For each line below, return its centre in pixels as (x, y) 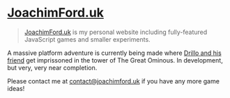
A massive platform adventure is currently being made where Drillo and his (114, 53)
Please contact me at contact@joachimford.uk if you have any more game (113, 81)
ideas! (16, 88)
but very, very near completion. (52, 67)
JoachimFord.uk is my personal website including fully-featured (116, 32)
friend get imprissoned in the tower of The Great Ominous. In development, (115, 60)
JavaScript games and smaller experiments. (87, 39)
